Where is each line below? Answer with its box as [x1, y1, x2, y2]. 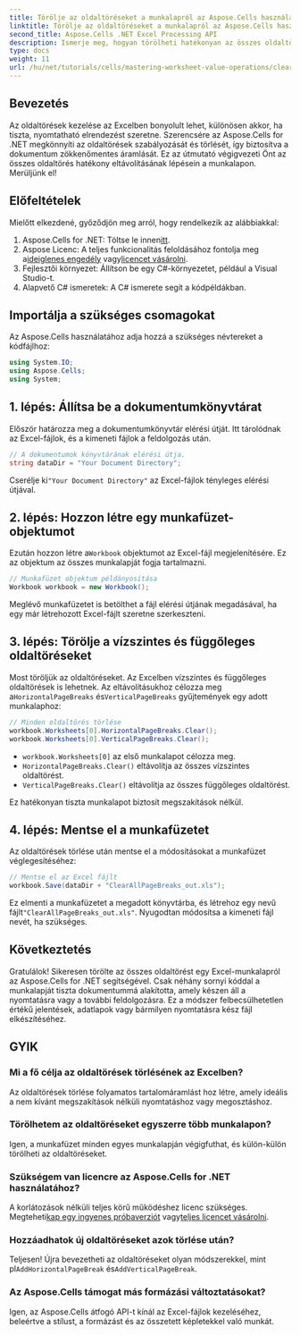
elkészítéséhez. [9, 1013, 67, 1024]
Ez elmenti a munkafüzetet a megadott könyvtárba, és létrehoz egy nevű [9, 898, 277, 908]
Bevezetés [9, 96, 70, 112]
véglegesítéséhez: [9, 856, 77, 866]
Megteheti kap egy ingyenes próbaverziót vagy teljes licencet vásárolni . [9, 1212, 270, 1222]
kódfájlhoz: [9, 341, 51, 351]
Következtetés [9, 942, 92, 958]
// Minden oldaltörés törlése [9, 717, 122, 727]
